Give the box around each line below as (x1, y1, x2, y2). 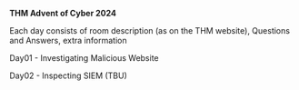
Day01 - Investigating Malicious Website (9, 53, 159, 63)
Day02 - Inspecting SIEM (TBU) (9, 70, 127, 81)
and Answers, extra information (9, 35, 127, 45)
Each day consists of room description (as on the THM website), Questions (9, 25, 291, 35)
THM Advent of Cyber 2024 (9, 8, 116, 18)
